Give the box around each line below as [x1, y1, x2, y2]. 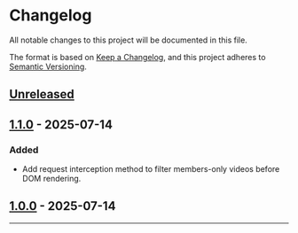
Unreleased [9, 87, 75, 102]
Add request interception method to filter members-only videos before [21, 164, 280, 175]
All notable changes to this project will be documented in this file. [9, 35, 248, 45]
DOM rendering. [21, 174, 82, 184]
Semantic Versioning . [9, 61, 87, 72]
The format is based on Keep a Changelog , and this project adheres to [9, 51, 266, 62]
